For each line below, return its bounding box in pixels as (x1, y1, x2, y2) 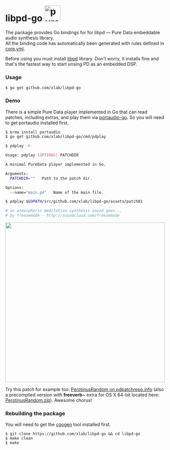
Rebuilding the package (5, 410, 65, 417)
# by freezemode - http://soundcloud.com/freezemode (5, 213, 120, 218)
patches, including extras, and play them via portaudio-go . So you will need (5, 114, 164, 120)
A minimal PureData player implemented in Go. (5, 162, 106, 167)
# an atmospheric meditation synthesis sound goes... (5, 208, 123, 214)
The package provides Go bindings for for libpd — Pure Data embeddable (5, 29, 160, 35)
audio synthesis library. (5, 35, 55, 41)
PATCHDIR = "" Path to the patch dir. (10, 176, 93, 181)
